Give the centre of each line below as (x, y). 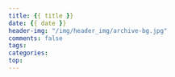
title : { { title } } (41, 16)
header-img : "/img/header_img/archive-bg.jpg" (88, 30)
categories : (28, 53)
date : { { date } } (37, 23)
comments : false (35, 38)
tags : (17, 46)
